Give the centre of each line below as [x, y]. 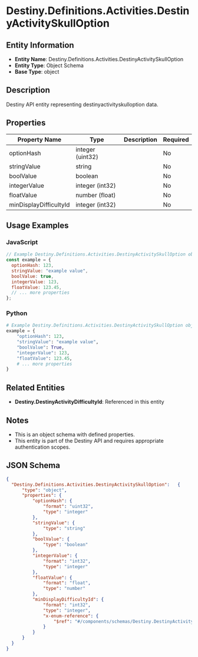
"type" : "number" [64, 589]
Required [176, 140]
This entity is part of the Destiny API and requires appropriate [89, 440]
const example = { [29, 260]
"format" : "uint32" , [68, 507]
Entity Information [40, 45]
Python [17, 313]
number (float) [96, 195]
